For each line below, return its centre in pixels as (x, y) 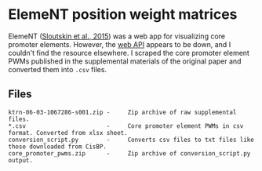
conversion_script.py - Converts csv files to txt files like (131, 140)
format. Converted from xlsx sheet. (68, 133)
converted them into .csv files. (58, 69)
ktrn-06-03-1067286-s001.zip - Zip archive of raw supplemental (122, 112)
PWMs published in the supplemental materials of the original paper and (125, 61)
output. (21, 160)
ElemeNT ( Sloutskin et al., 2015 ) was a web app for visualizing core (117, 36)
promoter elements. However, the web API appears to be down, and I (120, 44)
